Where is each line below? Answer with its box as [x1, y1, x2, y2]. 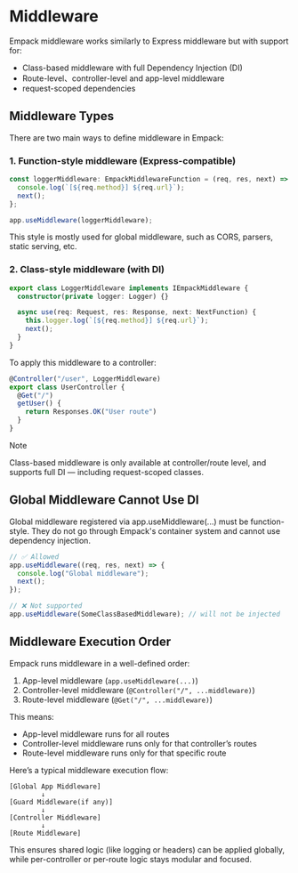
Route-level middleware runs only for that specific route [21, 748, 227, 758]
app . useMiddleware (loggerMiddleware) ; [9, 215, 153, 224]
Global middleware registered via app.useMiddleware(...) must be [9, 516, 249, 527]
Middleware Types [9, 109, 115, 124]
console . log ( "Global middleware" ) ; [17, 569, 149, 578]
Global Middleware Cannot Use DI [9, 492, 199, 508]
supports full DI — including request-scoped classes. [9, 466, 205, 477]
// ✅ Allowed [9, 552, 60, 562]
